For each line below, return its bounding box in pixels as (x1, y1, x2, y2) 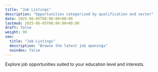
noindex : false (9, 48, 40, 53)
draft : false (5, 25, 32, 30)
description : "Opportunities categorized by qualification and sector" (5, 12, 154, 17)
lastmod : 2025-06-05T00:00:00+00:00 (5, 20, 79, 26)
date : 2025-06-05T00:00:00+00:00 (5, 16, 73, 21)
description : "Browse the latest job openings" (9, 43, 108, 48)
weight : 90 (5, 30, 27, 35)
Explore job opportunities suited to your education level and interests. (5, 61, 145, 67)
